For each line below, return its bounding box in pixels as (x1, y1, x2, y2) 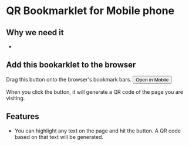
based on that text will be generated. (14, 133, 104, 140)
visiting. (6, 94, 25, 101)
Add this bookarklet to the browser (6, 60, 136, 70)
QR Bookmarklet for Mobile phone (6, 4, 175, 18)
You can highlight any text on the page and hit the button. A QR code (14, 127, 181, 134)
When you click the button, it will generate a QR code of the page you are (6, 88, 184, 95)
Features (6, 111, 39, 121)
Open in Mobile (136, 76, 169, 83)
